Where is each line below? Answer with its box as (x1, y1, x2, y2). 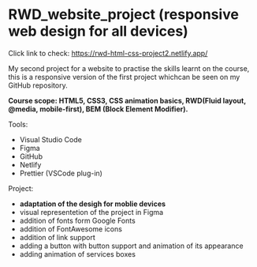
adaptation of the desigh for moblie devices (19, 199, 166, 209)
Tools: (8, 119, 28, 129)
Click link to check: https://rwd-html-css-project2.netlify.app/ (8, 48, 208, 58)
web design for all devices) (8, 22, 189, 40)
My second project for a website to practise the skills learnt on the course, (8, 63, 250, 73)
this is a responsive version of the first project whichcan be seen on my (8, 72, 240, 81)
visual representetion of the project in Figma (19, 207, 164, 216)
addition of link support (19, 232, 96, 242)
